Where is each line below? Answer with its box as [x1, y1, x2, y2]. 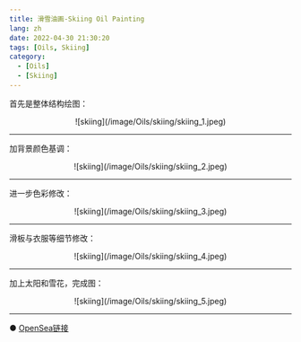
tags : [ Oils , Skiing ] [9, 43, 90, 52]
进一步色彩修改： [9, 188, 73, 198]
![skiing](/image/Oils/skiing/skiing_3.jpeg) [73, 206, 228, 216]
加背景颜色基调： [9, 143, 73, 153]
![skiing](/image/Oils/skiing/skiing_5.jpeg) [73, 295, 228, 306]
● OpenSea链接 [9, 322, 69, 333]
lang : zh [9, 23, 42, 33]
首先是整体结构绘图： [9, 98, 88, 109]
